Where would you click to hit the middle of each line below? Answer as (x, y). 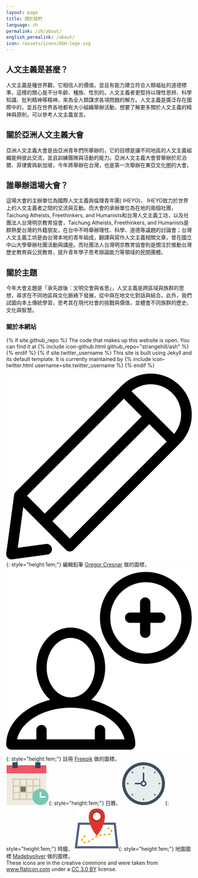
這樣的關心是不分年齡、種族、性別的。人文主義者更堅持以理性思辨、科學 (104, 92)
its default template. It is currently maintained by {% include (79, 359)
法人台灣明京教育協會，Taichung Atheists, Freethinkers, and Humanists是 (100, 223)
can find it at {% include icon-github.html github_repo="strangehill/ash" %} (98, 346)
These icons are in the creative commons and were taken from (82, 863)
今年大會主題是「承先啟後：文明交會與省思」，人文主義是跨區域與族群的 (93, 288)
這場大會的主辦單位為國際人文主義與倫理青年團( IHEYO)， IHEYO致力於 (92, 201)
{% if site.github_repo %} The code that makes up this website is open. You (98, 340)
